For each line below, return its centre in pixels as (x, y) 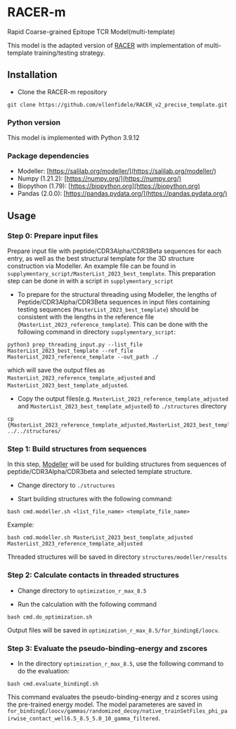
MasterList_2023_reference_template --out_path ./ (83, 357)
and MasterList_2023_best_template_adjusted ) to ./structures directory (122, 406)
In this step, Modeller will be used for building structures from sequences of (117, 464)
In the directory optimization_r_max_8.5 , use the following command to (120, 663)
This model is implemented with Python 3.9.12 (73, 138)
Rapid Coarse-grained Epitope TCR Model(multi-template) (91, 32)
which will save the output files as (56, 370)
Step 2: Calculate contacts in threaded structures (93, 575)
